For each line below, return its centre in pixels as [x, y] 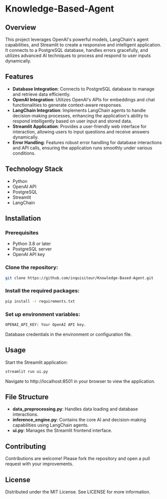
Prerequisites [22, 232]
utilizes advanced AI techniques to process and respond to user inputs [78, 55]
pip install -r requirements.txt [40, 301]
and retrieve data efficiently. [41, 94]
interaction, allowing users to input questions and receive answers [81, 132]
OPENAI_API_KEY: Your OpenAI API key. [46, 325]
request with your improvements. [39, 464]
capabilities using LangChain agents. [50, 425]
